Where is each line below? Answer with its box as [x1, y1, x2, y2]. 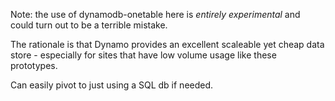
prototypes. [10, 60, 58, 71]
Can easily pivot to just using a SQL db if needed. [10, 79, 214, 91]
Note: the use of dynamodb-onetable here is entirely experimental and [10, 9, 301, 20]
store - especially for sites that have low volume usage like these [10, 49, 277, 61]
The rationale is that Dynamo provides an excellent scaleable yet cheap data [10, 39, 325, 50]
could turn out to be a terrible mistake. [10, 19, 168, 31]
